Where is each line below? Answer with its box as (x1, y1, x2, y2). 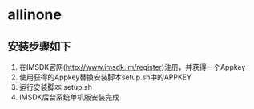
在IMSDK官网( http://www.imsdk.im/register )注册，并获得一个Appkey (18, 63, 246, 71)
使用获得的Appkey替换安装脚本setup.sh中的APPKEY (18, 72, 192, 82)
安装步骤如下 (7, 39, 71, 53)
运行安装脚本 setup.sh (18, 83, 93, 91)
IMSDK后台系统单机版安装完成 (18, 92, 119, 102)
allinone (7, 6, 62, 24)
